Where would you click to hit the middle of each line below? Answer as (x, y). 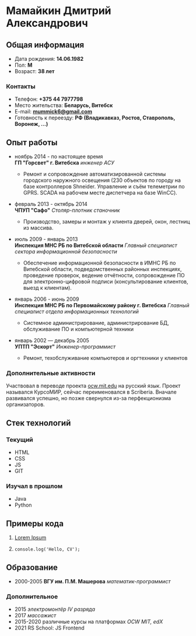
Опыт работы (32, 142)
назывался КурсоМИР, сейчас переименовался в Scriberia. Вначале (91, 392)
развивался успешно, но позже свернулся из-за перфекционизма (88, 398)
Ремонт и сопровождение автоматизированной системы (94, 174)
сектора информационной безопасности (66, 252)
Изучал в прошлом (34, 486)
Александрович (47, 23)
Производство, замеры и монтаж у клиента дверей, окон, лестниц (106, 222)
